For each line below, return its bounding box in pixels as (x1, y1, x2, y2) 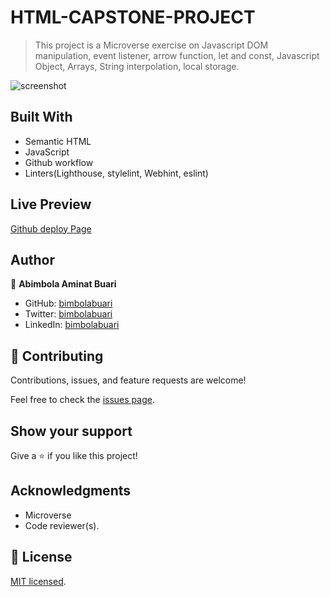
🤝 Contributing (10, 347, 104, 365)
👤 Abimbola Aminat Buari (10, 278, 117, 290)
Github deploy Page (10, 222, 92, 235)
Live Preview (10, 196, 92, 213)
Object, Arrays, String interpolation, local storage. (34, 60, 240, 72)
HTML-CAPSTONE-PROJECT (10, 6, 256, 29)
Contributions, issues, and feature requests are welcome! (10, 374, 247, 386)
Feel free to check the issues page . (10, 394, 155, 406)
